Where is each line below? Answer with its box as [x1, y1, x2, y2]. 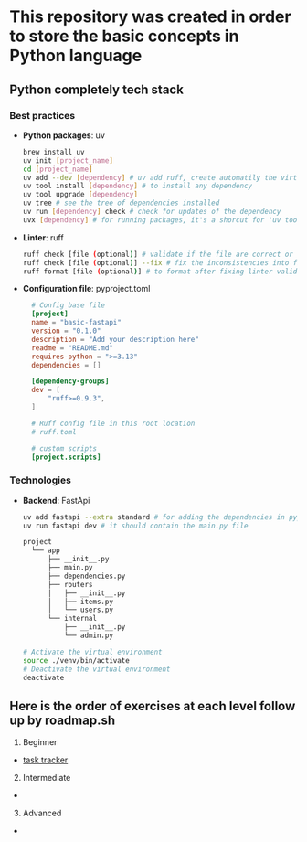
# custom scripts [31, 443, 98, 453]
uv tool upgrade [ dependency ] [22, 190, 139, 199]
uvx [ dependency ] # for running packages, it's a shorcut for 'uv [22, 215, 281, 225]
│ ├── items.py [47, 597, 114, 606]
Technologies [9, 474, 71, 486]
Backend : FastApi [22, 495, 90, 506]
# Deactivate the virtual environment [22, 665, 171, 674]
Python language [9, 46, 143, 66]
